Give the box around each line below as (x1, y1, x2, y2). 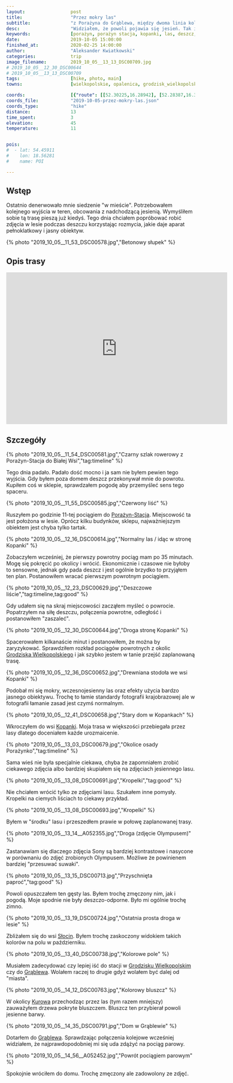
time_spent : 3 (6, 115, 74, 121)
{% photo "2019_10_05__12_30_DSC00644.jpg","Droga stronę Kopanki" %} (6, 627, 189, 634)
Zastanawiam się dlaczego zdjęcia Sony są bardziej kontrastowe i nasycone (6, 848, 193, 855)
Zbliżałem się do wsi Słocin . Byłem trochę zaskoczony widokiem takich (6, 932, 181, 940)
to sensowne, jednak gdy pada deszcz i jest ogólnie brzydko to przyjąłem (6, 566, 187, 573)
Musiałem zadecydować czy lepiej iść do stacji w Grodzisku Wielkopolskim (6, 962, 192, 969)
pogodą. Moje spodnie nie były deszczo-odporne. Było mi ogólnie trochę (6, 897, 186, 904)
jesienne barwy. (6, 1011, 46, 1018)
